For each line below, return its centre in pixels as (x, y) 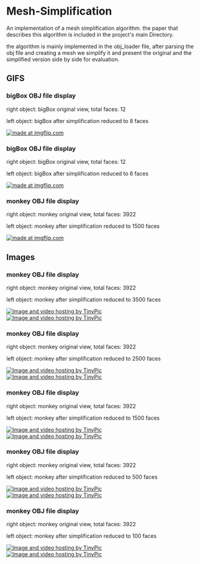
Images (21, 257)
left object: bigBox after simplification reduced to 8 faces (78, 121)
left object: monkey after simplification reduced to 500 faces (82, 477)
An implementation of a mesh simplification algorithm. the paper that (92, 28)
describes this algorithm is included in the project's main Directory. (90, 34)
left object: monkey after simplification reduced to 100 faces (81, 536)
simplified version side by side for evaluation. (63, 59)
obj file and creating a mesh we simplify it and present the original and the (99, 52)
